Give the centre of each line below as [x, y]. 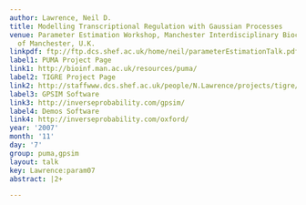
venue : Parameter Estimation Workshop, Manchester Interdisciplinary [144, 35]
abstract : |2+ [36, 179]
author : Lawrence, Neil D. [61, 18]
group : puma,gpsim [44, 153]
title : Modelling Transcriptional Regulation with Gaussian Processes [146, 26]
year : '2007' [34, 128]
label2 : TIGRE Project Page [63, 77]
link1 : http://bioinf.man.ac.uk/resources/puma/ [103, 69]
